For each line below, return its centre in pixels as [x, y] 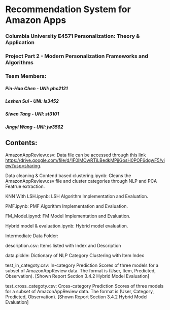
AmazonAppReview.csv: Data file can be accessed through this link [76, 155]
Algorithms [20, 63]
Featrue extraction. [25, 186]
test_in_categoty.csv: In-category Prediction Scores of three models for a [82, 265]
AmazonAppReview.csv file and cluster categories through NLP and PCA [81, 181]
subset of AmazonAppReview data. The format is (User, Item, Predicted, [80, 271]
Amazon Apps [36, 20]
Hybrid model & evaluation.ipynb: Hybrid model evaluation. [67, 226]
